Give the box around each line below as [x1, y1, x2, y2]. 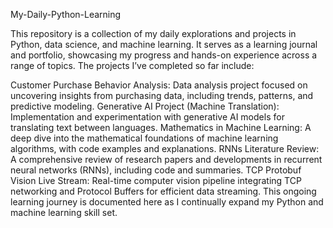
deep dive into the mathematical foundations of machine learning [10, 132, 279, 144]
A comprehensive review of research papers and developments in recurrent [10, 154, 323, 165]
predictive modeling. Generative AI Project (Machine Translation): [10, 100, 280, 112]
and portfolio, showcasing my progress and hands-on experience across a [10, 49, 318, 61]
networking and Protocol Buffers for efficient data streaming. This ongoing [10, 185, 317, 197]
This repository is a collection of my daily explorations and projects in [10, 28, 297, 39]
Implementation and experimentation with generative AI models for [10, 111, 285, 123]
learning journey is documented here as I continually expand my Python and [10, 196, 324, 208]
